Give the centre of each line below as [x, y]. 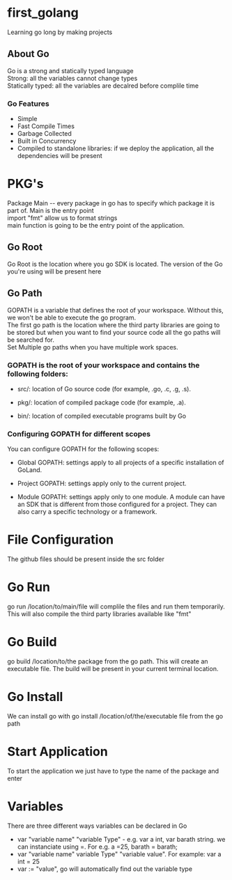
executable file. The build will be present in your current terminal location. [113, 669]
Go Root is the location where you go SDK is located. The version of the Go [115, 264]
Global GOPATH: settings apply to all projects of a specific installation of [121, 463]
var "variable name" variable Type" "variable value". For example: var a [119, 854]
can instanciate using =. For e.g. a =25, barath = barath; [97, 847]
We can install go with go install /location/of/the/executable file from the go [115, 716]
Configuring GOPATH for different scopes [79, 434]
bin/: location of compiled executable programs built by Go [102, 416]
